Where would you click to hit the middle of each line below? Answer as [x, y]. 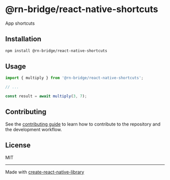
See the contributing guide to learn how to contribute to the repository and [83, 124]
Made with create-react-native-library [45, 172]
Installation [23, 39]
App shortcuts [20, 23]
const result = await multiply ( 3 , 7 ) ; [46, 96]
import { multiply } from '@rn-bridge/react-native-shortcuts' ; [74, 78]
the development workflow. [34, 129]
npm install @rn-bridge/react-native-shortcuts [56, 51]
